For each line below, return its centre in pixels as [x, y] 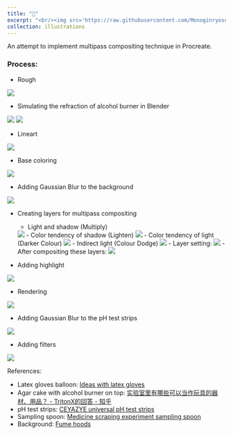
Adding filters [37, 344]
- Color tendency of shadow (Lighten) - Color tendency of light [120, 235]
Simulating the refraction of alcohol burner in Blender [93, 106]
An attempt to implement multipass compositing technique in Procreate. [110, 47]
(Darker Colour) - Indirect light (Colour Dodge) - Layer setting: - [121, 243]
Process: [23, 65]
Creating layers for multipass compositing [77, 213]
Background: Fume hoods [54, 424]
